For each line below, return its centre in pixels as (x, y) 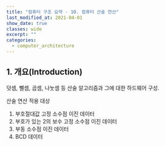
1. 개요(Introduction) (45, 72)
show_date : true (27, 23)
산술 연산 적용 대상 (28, 100)
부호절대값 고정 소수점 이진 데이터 (55, 114)
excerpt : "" (21, 35)
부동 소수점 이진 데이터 (42, 129)
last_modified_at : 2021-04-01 (45, 18)
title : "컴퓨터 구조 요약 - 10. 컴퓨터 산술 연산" (63, 12)
